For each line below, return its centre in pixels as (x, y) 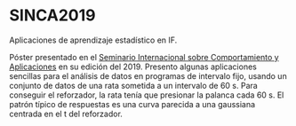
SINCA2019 (52, 16)
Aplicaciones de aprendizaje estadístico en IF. (93, 40)
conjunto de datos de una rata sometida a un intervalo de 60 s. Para (133, 85)
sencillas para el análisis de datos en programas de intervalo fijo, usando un (148, 75)
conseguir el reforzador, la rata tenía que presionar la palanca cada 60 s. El (147, 95)
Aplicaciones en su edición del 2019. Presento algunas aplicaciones (133, 67)
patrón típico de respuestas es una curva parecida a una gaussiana (132, 104)
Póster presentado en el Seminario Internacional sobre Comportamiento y (144, 57)
